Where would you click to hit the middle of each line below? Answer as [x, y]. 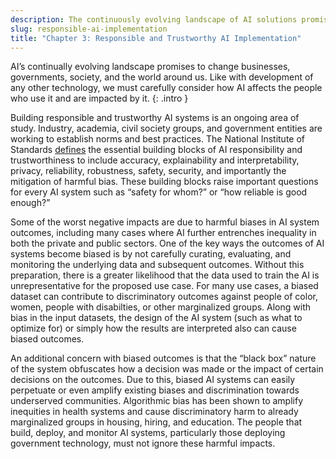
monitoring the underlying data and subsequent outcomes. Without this [157, 265]
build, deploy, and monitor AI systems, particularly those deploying [148, 433]
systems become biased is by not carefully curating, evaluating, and [151, 254]
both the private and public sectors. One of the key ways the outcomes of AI [167, 243]
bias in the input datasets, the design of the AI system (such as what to [156, 318]
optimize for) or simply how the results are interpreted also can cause [153, 328]
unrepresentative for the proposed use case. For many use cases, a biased [164, 286]
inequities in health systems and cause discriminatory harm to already [154, 412]
